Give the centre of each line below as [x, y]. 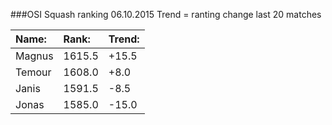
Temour [33, 72]
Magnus [34, 56]
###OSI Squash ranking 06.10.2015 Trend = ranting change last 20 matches [166, 14]
